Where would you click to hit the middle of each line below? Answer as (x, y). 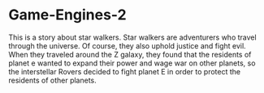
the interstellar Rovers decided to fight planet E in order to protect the (125, 71)
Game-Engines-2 (68, 15)
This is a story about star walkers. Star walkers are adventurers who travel (133, 37)
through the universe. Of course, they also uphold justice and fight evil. (127, 45)
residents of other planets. (53, 80)
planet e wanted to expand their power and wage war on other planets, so (132, 63)
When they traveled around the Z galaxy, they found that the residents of (130, 54)
